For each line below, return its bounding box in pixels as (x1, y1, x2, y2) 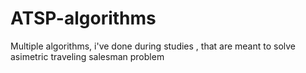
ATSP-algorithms (10, 7, 157, 30)
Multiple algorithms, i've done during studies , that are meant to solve (10, 40, 297, 52)
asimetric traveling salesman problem (10, 50, 165, 62)
